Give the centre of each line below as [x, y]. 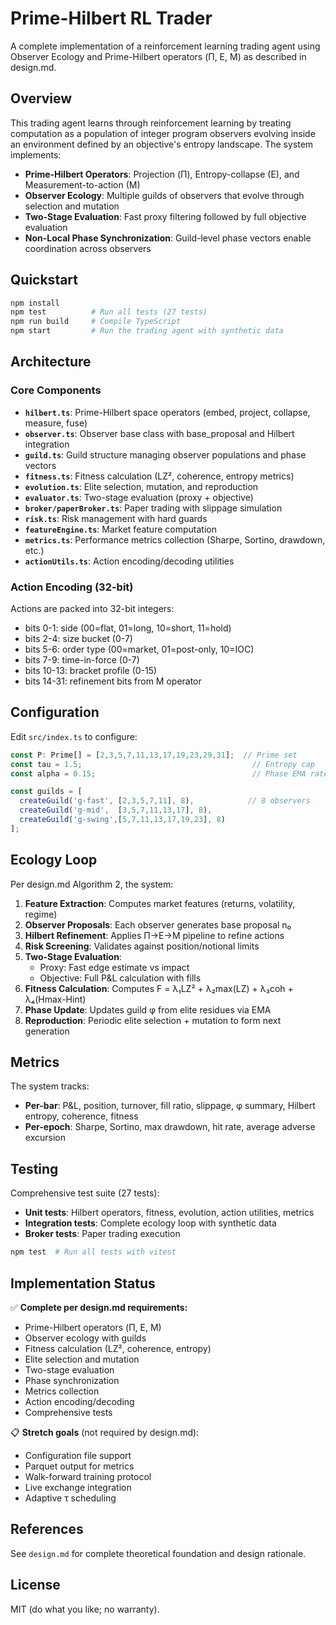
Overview [41, 98]
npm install [35, 303]
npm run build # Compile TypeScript [96, 322]
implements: [36, 154]
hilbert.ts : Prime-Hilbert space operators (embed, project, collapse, [167, 412]
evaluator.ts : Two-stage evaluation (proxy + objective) [139, 497]
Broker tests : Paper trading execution [102, 1234]
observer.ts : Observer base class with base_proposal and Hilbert [159, 433]
